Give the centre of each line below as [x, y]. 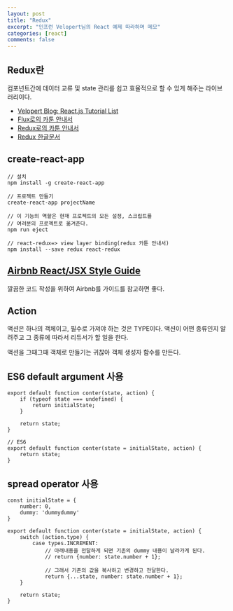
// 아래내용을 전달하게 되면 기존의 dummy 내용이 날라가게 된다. [125, 551]
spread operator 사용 [53, 484]
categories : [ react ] [37, 33]
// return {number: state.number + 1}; [103, 557]
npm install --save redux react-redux [64, 249]
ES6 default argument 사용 [65, 377]
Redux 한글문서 [39, 137]
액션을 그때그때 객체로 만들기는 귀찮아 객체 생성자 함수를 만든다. [94, 352]
